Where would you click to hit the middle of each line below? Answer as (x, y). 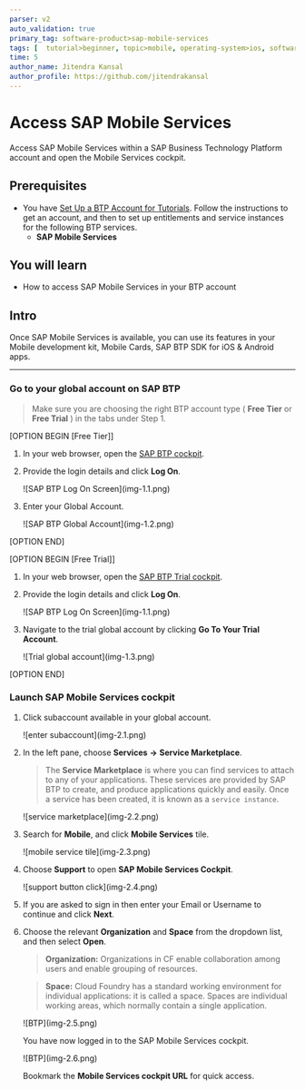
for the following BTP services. (80, 227)
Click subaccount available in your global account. (117, 717)
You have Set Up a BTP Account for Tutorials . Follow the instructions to (155, 208)
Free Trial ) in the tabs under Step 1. (98, 418)
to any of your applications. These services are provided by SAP (165, 780)
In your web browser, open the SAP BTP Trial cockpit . (123, 576)
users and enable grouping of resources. (121, 968)
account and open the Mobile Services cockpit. (98, 157)
